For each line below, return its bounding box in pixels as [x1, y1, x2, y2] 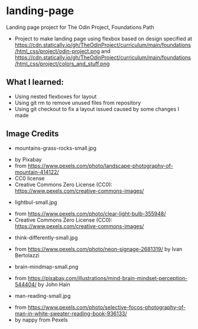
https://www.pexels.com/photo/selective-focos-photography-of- [27, 304, 186, 311]
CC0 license [14, 175, 45, 182]
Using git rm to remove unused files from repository [14, 99, 141, 106]
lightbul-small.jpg [14, 199, 57, 206]
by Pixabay [14, 156, 42, 163]
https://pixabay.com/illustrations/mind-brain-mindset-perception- [27, 274, 188, 281]
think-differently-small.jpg [14, 234, 78, 241]
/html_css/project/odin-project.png [14, 47, 100, 54]
